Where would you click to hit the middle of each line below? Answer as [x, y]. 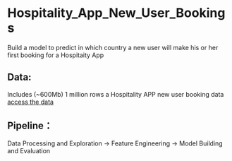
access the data [31, 102]
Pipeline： [30, 126]
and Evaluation [29, 150]
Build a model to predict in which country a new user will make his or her [113, 47]
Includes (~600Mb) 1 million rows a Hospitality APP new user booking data [116, 94]
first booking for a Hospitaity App [56, 55]
